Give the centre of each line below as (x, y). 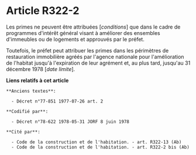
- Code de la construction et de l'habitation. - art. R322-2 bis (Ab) (101, 147)
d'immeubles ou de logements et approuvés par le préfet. (75, 39)
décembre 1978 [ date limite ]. (41, 69)
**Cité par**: (23, 132)
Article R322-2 (43, 11)
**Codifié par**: (27, 111)
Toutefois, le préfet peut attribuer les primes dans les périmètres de (87, 50)
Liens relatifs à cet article (37, 80)
